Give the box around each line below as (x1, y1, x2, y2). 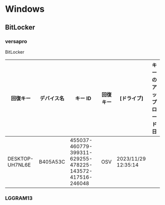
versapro (5, 38, 27, 45)
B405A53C (39, 158, 65, 165)
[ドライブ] (119, 95, 144, 102)
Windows (5, 3, 45, 15)
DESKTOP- (7, 155, 34, 162)
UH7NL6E (7, 161, 31, 168)
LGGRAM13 (5, 195, 33, 202)
